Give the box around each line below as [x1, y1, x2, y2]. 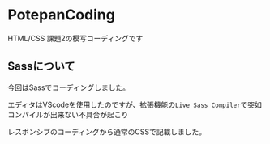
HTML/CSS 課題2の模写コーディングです [7, 33, 144, 43]
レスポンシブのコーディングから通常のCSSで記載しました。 [7, 127, 207, 137]
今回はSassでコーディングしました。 [7, 83, 131, 92]
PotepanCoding [7, 6, 115, 24]
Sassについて [7, 59, 75, 74]
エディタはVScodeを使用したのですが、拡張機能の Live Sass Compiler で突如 [7, 100, 263, 109]
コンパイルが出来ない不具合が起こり [7, 109, 129, 119]
